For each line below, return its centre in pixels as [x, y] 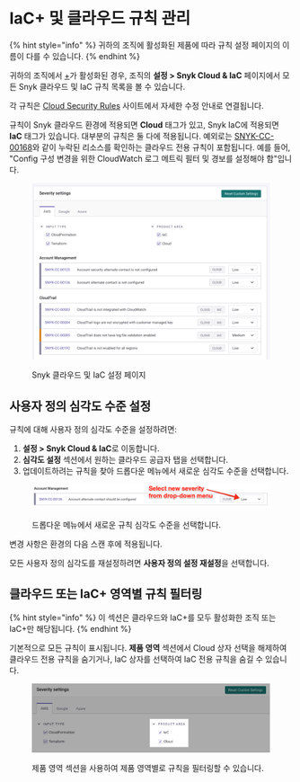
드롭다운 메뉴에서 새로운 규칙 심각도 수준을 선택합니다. [127, 524]
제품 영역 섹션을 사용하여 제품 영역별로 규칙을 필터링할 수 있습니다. [148, 769]
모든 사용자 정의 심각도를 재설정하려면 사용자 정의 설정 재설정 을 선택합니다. [139, 563]
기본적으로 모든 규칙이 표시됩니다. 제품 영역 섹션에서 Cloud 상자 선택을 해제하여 [148, 647]
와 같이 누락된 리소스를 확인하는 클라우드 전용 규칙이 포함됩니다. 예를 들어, [161, 147]
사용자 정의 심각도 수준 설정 [80, 406]
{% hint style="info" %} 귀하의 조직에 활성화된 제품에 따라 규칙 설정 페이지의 [145, 45]
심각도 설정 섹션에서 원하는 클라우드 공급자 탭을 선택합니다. [125, 460]
